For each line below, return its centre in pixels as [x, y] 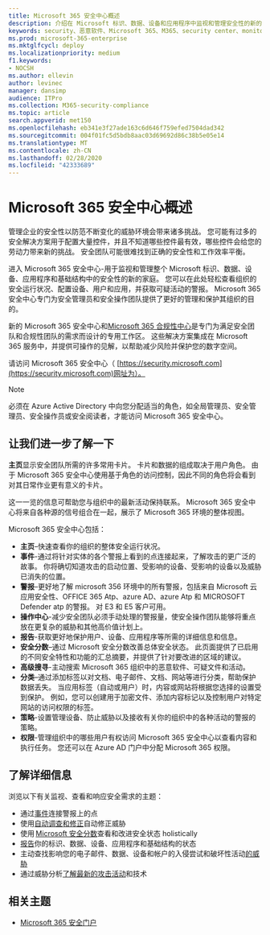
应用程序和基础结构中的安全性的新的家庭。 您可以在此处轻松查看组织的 [139, 279]
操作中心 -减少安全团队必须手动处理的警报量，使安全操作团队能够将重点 [138, 616]
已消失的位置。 [45, 576]
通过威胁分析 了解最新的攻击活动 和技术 [83, 873]
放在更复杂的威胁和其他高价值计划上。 [83, 626]
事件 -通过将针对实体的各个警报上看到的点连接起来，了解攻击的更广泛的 [138, 556]
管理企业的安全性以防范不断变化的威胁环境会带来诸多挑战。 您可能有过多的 [133, 232]
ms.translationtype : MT [48, 143]
